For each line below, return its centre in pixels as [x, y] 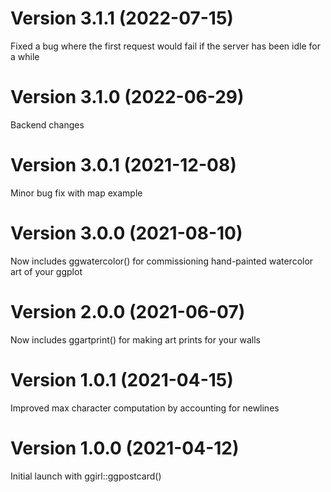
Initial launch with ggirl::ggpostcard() [86, 476]
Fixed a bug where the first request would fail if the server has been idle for [165, 46]
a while [25, 56]
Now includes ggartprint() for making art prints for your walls [135, 339]
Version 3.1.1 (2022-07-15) [122, 18]
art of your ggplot [46, 271]
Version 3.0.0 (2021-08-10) [126, 233]
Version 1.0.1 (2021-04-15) [122, 379]
